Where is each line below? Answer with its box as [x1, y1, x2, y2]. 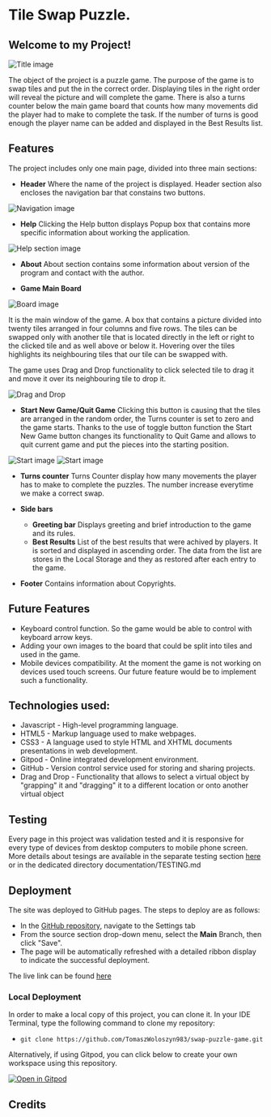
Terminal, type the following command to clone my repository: [8, 1018, 216, 1028]
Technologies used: [8, 699, 111, 713]
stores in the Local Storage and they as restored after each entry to [32, 554, 256, 564]
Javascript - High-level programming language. [19, 720, 179, 730]
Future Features [8, 602, 91, 616]
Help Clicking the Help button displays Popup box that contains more [19, 219, 251, 229]
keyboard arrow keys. [19, 632, 93, 642]
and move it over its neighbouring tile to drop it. [8, 373, 167, 383]
